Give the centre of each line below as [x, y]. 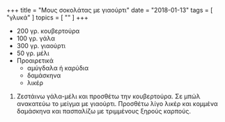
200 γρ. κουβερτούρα [48, 31]
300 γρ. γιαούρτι [41, 46]
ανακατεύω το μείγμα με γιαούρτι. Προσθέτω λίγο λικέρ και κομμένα [117, 104]
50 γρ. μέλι [33, 53]
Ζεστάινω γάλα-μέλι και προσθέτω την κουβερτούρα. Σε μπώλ [108, 96]
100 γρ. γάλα [36, 38]
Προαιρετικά [35, 61]
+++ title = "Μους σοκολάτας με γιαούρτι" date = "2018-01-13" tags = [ [110, 10]
